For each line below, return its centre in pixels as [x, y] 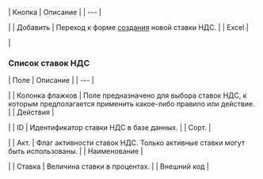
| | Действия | [31, 112]
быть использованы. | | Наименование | [76, 151]
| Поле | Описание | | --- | [51, 80]
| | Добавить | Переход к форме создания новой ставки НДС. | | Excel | [129, 27]
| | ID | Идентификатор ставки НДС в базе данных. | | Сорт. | [110, 128]
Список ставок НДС [49, 63]
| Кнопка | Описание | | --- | [55, 12]
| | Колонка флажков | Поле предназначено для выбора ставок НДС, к [128, 95]
